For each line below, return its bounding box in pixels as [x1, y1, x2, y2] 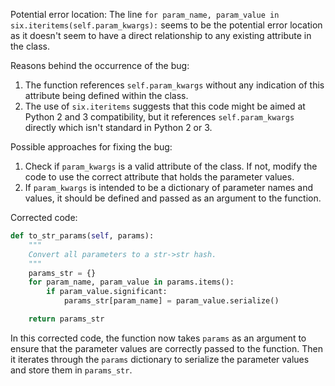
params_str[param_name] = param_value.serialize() [63, 296, 280, 306]
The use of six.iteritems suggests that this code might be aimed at [24, 100, 306, 112]
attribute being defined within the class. [24, 90, 189, 101]
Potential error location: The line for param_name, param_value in [10, 9, 280, 20]
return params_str [28, 314, 105, 324]
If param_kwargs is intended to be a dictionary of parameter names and [24, 182, 314, 193]
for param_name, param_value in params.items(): [28, 277, 235, 288]
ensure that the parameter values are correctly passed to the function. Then [10, 342, 323, 354]
